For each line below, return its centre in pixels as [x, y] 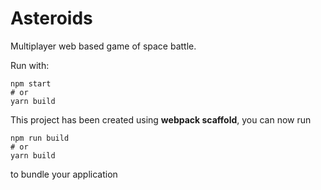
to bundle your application [64, 174]
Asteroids [51, 18]
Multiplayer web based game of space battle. [103, 46]
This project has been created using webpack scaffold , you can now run [161, 119]
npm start [31, 83]
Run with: [30, 65]
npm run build [40, 138]
